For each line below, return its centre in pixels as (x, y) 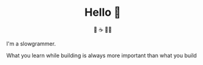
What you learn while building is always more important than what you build (102, 55)
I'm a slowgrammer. (31, 43)
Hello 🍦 (103, 12)
